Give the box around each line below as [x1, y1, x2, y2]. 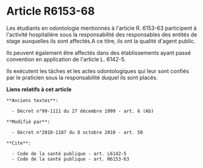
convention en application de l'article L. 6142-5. [6, 55, 126, 63]
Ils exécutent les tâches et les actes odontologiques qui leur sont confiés [6, 67, 190, 74]
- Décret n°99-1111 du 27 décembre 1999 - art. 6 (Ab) [12, 108, 154, 114]
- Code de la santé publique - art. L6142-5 [12, 150, 127, 156]
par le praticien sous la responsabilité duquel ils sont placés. [6, 74, 158, 81]
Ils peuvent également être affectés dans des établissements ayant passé [6, 49, 191, 56]
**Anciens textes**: [6, 97, 59, 103]
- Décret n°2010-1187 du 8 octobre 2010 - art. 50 [12, 129, 143, 135]
